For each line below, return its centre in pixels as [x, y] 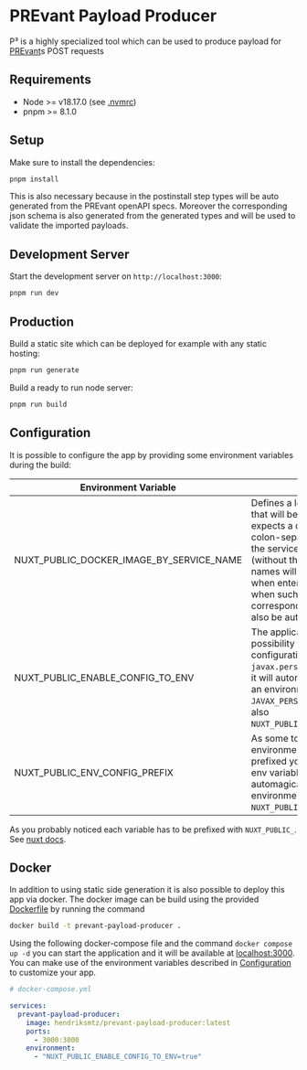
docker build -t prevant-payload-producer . [95, 926]
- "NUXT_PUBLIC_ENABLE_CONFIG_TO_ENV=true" [118, 1057]
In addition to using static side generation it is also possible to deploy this [147, 890]
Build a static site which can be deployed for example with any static [138, 343]
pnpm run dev [34, 294]
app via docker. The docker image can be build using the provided [134, 899]
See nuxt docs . [38, 839]
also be [267, 616]
